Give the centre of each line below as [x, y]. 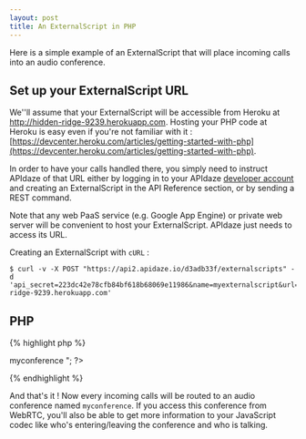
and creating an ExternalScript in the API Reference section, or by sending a [152, 189]
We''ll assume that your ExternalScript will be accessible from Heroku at [145, 112]
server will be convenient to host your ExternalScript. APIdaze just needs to [151, 225]
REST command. [41, 198]
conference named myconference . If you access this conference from [138, 405]
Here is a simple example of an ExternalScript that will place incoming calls [150, 52]
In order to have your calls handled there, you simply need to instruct [139, 168]
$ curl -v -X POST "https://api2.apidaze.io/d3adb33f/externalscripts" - [153, 270]
